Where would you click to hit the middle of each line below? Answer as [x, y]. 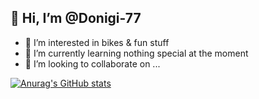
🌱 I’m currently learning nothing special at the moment [136, 53]
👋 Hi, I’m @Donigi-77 [76, 18]
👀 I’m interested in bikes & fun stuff [97, 42]
